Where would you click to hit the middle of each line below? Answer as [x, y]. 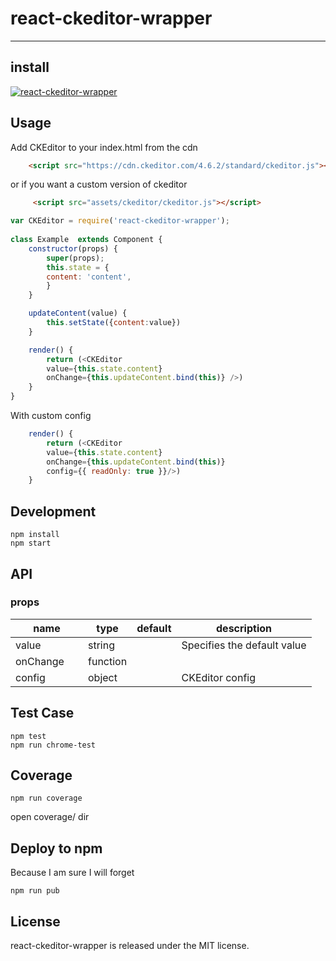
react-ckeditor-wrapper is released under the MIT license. [130, 946]
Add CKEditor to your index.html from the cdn [104, 147]
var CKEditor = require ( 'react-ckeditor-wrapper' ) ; [120, 221]
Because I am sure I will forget [72, 873]
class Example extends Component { [86, 240]
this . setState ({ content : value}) [114, 323]
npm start [31, 543]
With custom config [51, 416]
